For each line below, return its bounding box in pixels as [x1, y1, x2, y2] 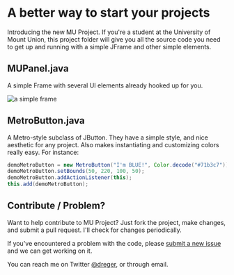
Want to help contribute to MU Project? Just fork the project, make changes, [7, 218, 226, 226]
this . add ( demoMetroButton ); [7, 181, 89, 188]
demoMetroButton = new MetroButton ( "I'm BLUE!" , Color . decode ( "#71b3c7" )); [7, 161, 232, 168]
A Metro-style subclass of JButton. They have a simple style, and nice [7, 133, 209, 142]
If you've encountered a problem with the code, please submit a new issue [7, 239, 221, 247]
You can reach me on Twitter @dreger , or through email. [7, 260, 169, 268]
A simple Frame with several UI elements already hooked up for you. [7, 81, 203, 90]
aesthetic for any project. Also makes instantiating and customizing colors [7, 140, 219, 149]
